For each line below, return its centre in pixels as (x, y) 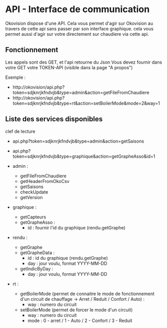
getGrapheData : (37, 252)
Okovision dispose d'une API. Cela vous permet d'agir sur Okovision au (79, 23)
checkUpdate (34, 192)
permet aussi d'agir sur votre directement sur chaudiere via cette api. (77, 34)
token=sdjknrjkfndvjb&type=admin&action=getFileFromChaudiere (81, 92)
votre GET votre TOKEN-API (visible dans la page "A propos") (69, 67)
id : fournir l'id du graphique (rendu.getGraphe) (76, 227)
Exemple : (16, 77)
